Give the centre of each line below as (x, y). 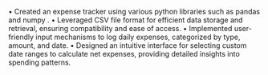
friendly (21, 37)
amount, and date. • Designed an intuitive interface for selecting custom (128, 45)
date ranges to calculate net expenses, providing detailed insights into (124, 54)
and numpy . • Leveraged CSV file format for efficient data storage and (126, 20)
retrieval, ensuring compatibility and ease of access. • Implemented (120, 28)
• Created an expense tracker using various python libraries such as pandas (134, 12)
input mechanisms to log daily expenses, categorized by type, (138, 37)
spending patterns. (40, 62)
